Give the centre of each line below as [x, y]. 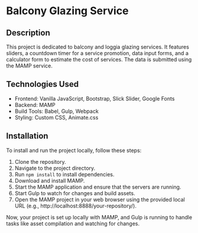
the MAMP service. [30, 66]
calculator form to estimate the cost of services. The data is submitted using [99, 59]
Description [28, 33]
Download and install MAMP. [50, 180]
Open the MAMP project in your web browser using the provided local [100, 199]
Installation [27, 136]
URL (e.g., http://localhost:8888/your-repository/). [76, 206]
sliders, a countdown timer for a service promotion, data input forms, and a [98, 53]
